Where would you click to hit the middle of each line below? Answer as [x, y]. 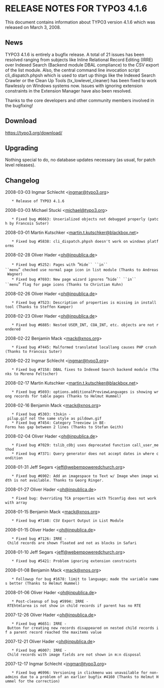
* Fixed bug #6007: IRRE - [39, 651]
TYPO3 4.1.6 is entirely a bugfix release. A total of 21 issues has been [75, 54]
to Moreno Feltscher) [36, 374]
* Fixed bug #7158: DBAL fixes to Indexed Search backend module [80, 370]
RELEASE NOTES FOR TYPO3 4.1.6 [76, 9]
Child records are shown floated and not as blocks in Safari [72, 543]
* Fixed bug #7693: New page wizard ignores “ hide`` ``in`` [74, 279]
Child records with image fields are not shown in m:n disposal [74, 655]
